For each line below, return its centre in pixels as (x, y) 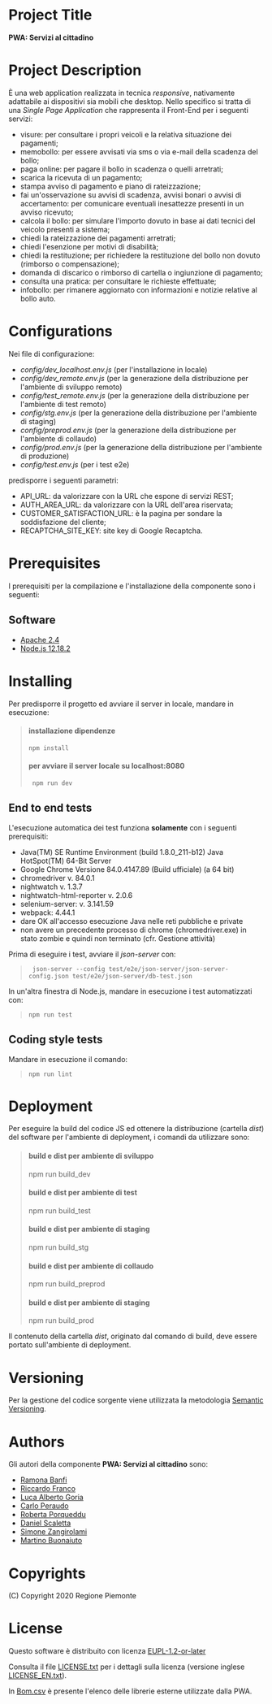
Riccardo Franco (47, 1489)
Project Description (75, 70)
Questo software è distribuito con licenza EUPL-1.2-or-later (107, 1651)
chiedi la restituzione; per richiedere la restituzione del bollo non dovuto (140, 255)
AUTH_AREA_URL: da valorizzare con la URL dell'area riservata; (127, 505)
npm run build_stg (58, 1247)
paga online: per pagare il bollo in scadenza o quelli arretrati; (121, 169)
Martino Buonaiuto (51, 1541)
